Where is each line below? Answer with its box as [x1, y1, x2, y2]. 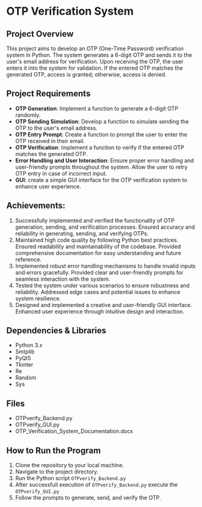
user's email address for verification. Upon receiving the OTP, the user [6, 58, 184, 65]
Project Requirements [6, 89, 91, 99]
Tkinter [15, 361, 34, 368]
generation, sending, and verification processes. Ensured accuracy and [15, 223, 195, 231]
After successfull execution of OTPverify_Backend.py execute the [15, 481, 178, 489]
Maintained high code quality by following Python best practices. [15, 236, 179, 243]
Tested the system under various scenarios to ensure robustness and [15, 281, 190, 289]
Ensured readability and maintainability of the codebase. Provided [15, 243, 181, 250]
